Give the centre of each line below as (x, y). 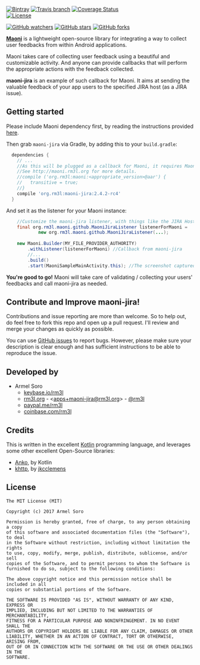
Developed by (32, 372)
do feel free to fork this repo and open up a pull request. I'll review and (93, 323)
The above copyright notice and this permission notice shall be (89, 579)
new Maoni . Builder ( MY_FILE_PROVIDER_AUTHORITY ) (77, 244)
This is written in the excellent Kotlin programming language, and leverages (99, 444)
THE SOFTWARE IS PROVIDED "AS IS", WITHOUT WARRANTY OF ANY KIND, (90, 600)
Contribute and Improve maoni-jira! (73, 302)
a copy (14, 527)
